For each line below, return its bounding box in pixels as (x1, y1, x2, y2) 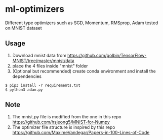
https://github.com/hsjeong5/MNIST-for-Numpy (12, 119, 110, 125)
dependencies (12, 73, 42, 79)
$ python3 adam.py (5, 87, 43, 92)
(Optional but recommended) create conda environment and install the (12, 68, 156, 74)
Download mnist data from (12, 52, 67, 58)
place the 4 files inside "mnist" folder (12, 63, 88, 69)
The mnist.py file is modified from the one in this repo (12, 113, 122, 119)
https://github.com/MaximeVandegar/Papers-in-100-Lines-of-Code (12, 129, 150, 135)
